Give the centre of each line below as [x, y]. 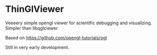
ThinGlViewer [35, 9]
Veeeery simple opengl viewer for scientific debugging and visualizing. [79, 23]
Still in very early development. [37, 47]
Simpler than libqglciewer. [32, 28]
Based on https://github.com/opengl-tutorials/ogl [56, 38]
